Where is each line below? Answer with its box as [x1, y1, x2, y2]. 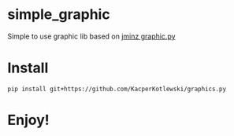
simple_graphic [7, 6, 111, 24]
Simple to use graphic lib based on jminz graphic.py [7, 31, 176, 41]
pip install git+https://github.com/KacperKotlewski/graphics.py [7, 85, 226, 93]
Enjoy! [7, 112, 50, 129]
